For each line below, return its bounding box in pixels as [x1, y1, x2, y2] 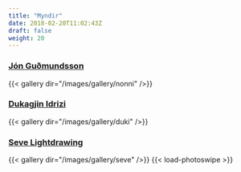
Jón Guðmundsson [8, 61, 84, 72]
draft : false [8, 26, 52, 34]
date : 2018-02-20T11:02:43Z [8, 19, 103, 27]
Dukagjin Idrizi [8, 98, 67, 110]
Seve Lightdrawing [8, 137, 84, 148]
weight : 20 [8, 34, 45, 42]
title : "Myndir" [8, 11, 63, 20]
